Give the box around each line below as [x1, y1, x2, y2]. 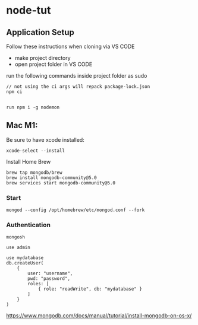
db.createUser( [6, 260, 44, 266]
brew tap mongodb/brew [6, 170, 62, 176]
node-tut [6, 4, 51, 17]
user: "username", [27, 270, 73, 276]
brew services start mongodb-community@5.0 [6, 180, 116, 186]
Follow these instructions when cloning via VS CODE [6, 43, 135, 50]
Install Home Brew [6, 158, 51, 165]
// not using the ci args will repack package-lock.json [6, 84, 150, 90]
